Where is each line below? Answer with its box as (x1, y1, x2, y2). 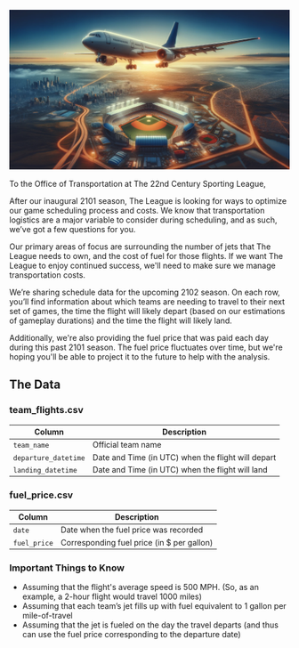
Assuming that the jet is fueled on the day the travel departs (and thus (21, 620, 279, 630)
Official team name (92, 440, 162, 450)
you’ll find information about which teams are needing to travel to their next (9, 296, 286, 307)
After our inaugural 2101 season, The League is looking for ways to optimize (9, 195, 287, 206)
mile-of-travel (21, 611, 73, 621)
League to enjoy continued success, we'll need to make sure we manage (9, 260, 276, 271)
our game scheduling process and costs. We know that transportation (9, 205, 265, 215)
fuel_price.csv (9, 489, 74, 501)
